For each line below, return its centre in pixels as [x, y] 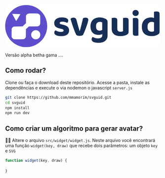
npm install [17, 108]
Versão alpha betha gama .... [34, 55]
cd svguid [15, 103]
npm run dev [17, 113]
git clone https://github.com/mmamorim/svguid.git [58, 97]
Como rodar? [26, 70]
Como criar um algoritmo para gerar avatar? [74, 128]
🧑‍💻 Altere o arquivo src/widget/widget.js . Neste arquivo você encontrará [80, 140]
